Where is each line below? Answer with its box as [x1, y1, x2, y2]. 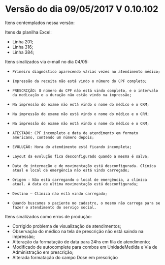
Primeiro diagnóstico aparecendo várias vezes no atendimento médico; [12, 69, 161, 74]
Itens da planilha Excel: [5, 29, 52, 35]
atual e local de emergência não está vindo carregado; [12, 168, 130, 173]
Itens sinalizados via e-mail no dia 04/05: [5, 59, 89, 64]
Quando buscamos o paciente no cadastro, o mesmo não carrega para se [12, 201, 161, 206]
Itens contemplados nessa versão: [5, 20, 75, 26]
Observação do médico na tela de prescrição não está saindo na [12, 228, 144, 234]
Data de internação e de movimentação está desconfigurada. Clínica [12, 163, 156, 168]
